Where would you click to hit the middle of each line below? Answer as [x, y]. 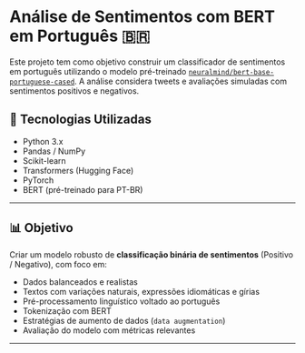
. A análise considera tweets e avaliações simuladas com [181, 81]
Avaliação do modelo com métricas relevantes [109, 330]
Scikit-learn [44, 160]
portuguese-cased [42, 82]
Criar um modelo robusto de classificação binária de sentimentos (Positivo [151, 254]
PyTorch [38, 180]
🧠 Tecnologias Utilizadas [80, 120]
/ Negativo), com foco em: [58, 264]
